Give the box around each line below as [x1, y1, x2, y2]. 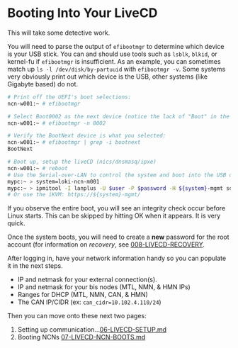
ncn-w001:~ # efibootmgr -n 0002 [7, 119, 106, 127]
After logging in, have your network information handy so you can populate [7, 254, 227, 263]
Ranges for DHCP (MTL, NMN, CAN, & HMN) [17, 291, 149, 299]
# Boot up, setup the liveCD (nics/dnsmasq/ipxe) [7, 158, 157, 166]
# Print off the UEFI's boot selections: [7, 94, 132, 101]
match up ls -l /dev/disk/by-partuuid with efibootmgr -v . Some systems [7, 64, 226, 73]
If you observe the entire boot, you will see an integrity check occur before [7, 204, 226, 213]
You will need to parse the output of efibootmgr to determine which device [7, 42, 225, 50]
